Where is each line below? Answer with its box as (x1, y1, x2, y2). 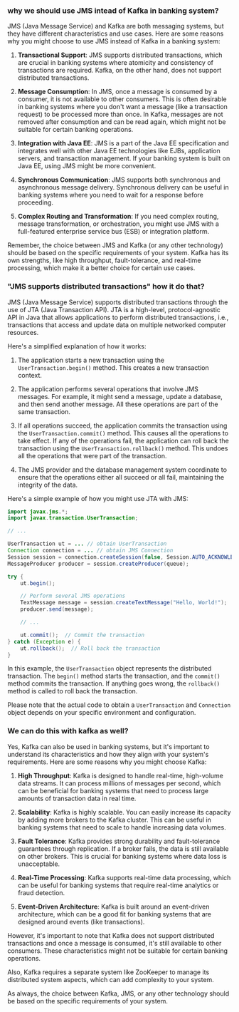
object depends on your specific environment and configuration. (7, 708, 196, 717)
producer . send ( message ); (20, 606, 94, 613)
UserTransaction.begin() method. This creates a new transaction (17, 363, 210, 372)
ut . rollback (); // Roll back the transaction (20, 644, 161, 652)
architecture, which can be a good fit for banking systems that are (17, 909, 212, 918)
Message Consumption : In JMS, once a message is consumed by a (17, 88, 218, 96)
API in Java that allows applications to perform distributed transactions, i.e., (7, 313, 229, 321)
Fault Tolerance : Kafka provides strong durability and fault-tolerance (17, 837, 221, 845)
